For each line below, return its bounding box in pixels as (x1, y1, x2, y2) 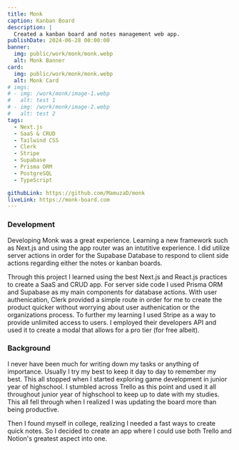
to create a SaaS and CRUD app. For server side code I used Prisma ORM (7, 280, 223, 289)
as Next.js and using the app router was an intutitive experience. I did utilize (7, 244, 230, 252)
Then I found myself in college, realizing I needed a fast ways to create (7, 419, 216, 427)
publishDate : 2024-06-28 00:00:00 (7, 37, 111, 44)
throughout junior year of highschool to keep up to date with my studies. (7, 390, 220, 399)
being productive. (7, 405, 59, 414)
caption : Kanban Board (7, 17, 75, 24)
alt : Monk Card (14, 76, 59, 84)
